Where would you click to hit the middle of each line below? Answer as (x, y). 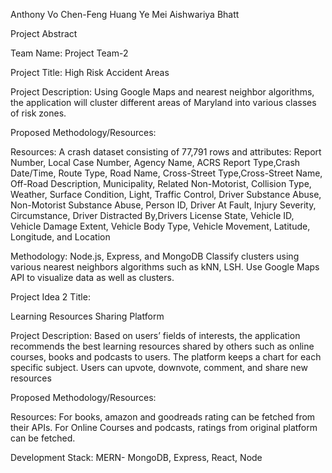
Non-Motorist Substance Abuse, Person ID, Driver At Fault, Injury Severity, (163, 205)
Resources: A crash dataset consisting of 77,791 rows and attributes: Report (166, 152)
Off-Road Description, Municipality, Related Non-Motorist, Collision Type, (161, 183)
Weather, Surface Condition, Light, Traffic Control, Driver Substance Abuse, (166, 194)
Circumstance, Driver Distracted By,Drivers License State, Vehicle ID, (152, 215)
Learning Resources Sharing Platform (87, 316)
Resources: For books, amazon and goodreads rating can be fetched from (163, 417)
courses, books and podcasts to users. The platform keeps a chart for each (166, 357)
